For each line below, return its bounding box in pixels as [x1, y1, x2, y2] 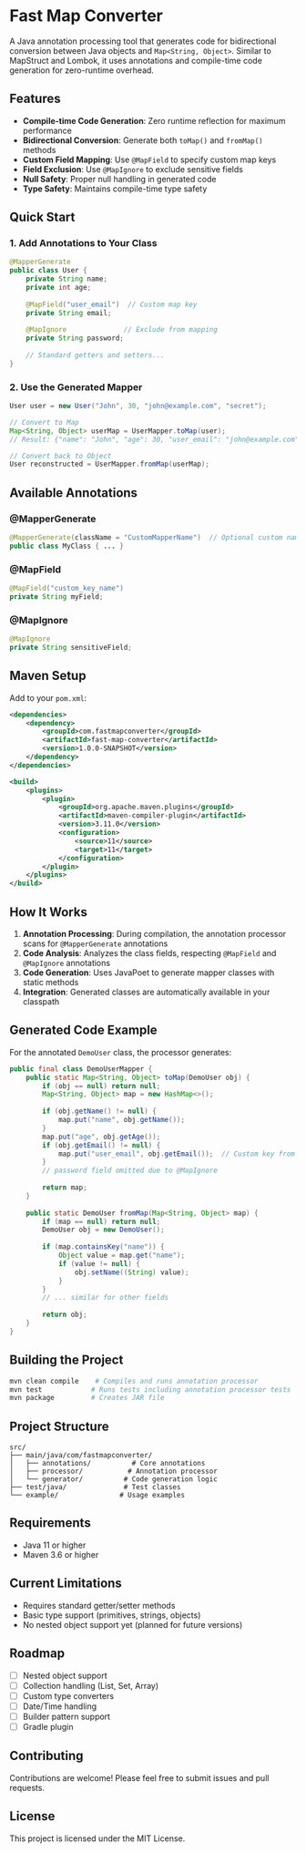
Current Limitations [9, 1576, 123, 1591]
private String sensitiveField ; [9, 643, 132, 653]
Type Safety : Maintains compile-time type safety [22, 183, 208, 194]
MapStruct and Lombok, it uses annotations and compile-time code [9, 55, 262, 66]
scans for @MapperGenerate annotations [22, 938, 168, 949]
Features [9, 91, 61, 107]
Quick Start [9, 210, 76, 225]
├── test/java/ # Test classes [9, 1483, 181, 1492]
